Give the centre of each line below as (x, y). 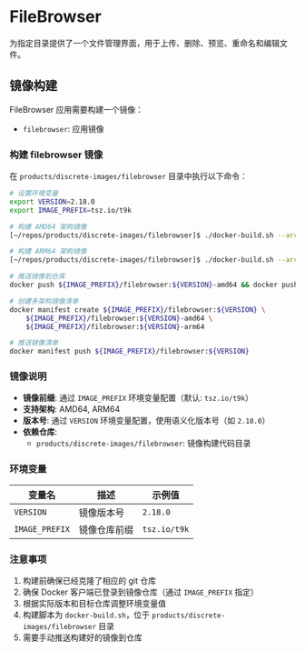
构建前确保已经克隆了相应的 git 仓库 (89, 581)
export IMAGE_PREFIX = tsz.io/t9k (70, 210)
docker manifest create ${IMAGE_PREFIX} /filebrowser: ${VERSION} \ (138, 310)
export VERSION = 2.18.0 (52, 202)
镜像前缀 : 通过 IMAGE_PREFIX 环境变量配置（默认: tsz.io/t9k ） (138, 398)
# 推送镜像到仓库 (37, 276)
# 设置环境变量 (34, 194)
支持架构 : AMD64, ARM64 (71, 409)
